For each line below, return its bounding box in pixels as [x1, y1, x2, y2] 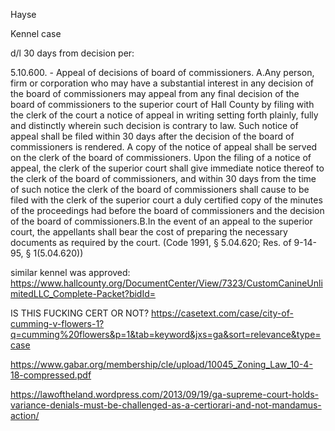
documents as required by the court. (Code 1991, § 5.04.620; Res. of [10, 237, 292, 248]
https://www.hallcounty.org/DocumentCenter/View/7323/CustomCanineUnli [10, 277, 323, 289]
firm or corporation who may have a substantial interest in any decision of [10, 77, 315, 89]
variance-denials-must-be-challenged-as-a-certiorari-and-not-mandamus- [10, 399, 322, 411]
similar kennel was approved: [10, 267, 131, 278]
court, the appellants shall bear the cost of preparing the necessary [10, 226, 288, 238]
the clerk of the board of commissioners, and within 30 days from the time [10, 173, 317, 184]
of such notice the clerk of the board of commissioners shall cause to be [10, 184, 310, 195]
